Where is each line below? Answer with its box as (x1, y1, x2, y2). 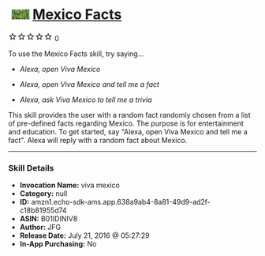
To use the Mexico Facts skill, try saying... (8, 49, 144, 58)
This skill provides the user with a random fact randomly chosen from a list (8, 110, 251, 119)
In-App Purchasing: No (19, 239, 97, 249)
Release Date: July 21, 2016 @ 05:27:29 (19, 231, 150, 240)
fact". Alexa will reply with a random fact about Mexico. (8, 135, 188, 145)
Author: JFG (19, 223, 62, 232)
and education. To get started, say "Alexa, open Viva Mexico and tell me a (8, 126, 248, 136)
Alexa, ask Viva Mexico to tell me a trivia (19, 95, 152, 104)
